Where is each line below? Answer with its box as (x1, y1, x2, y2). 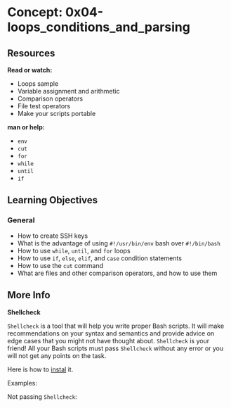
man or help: (7, 123, 45, 131)
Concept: (7, 4, 63, 20)
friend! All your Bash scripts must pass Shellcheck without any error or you (7, 344, 224, 352)
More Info (7, 289, 51, 301)
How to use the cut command (17, 261, 104, 269)
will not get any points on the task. (7, 351, 107, 359)
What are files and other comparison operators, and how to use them (17, 269, 218, 277)
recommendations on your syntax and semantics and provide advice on (7, 329, 215, 338)
